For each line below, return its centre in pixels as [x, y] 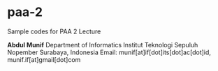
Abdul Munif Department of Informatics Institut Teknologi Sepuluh [103, 45]
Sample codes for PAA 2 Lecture [54, 31]
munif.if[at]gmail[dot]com [44, 59]
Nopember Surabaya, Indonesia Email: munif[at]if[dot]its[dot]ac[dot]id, [109, 52]
